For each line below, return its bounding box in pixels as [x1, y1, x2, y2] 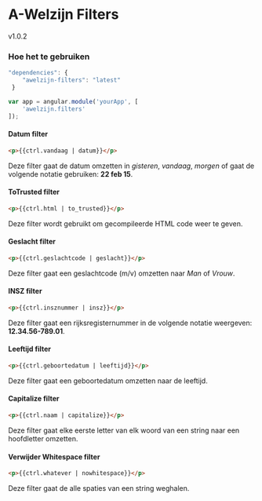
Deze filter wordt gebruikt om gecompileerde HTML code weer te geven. [8, 218, 243, 229]
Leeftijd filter [8, 344, 51, 354]
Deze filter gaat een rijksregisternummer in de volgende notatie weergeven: [8, 318, 253, 327]
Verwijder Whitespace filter [8, 452, 100, 461]
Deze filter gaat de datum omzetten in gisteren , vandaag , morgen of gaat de [8, 161, 255, 170]
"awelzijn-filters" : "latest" [22, 76, 122, 84]
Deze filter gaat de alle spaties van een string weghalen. [8, 484, 190, 493]
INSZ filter [8, 287, 42, 296]
